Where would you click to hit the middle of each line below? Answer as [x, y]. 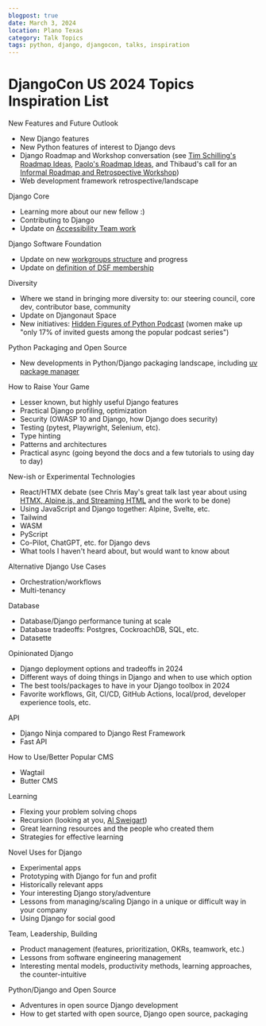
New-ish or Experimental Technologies [72, 476]
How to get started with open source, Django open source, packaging [134, 1014]
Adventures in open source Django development [99, 1005]
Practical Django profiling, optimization [83, 411]
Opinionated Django [41, 654]
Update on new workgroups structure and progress [104, 260]
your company [43, 910]
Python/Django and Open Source [62, 990]
